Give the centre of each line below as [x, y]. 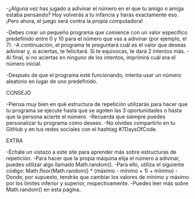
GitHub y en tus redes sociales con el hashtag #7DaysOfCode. [82, 129]
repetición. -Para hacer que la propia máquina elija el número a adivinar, [93, 158]
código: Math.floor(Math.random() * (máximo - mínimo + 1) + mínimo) [90, 171]
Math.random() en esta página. [43, 190]
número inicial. [24, 64]
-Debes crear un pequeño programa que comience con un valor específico [97, 32]
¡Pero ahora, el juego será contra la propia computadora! [75, 21]
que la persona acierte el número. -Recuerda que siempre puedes [86, 117]
